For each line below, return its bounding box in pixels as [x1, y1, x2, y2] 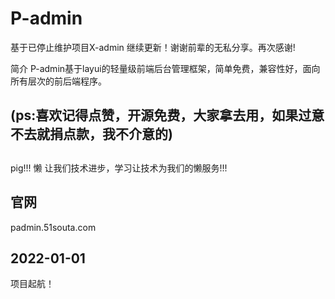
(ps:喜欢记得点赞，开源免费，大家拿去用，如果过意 [10, 107, 325, 124]
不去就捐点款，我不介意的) [10, 126, 173, 143]
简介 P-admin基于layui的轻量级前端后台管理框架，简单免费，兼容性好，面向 [10, 62, 321, 74]
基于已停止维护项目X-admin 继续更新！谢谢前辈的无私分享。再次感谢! [10, 41, 296, 53]
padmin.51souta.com [10, 221, 97, 233]
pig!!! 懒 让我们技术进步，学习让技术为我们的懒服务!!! [10, 162, 228, 174]
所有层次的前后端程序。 [10, 75, 107, 87]
